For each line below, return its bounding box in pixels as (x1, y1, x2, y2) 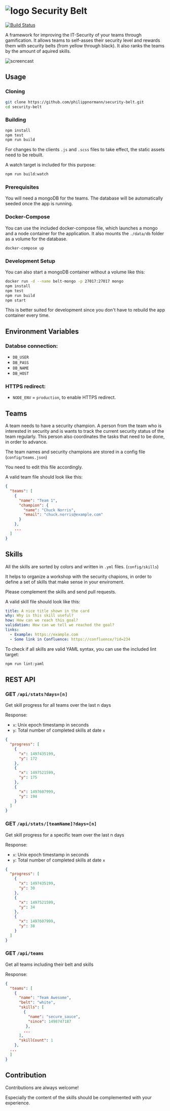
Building (5, 116, 26, 123)
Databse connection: (5, 342, 58, 349)
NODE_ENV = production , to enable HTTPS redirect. (12, 395, 116, 401)
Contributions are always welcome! (5, 1085, 79, 1091)
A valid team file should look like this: (5, 474, 83, 480)
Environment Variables (5, 327, 79, 336)
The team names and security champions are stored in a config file (5, 449, 146, 455)
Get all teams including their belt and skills (5, 961, 94, 967)
